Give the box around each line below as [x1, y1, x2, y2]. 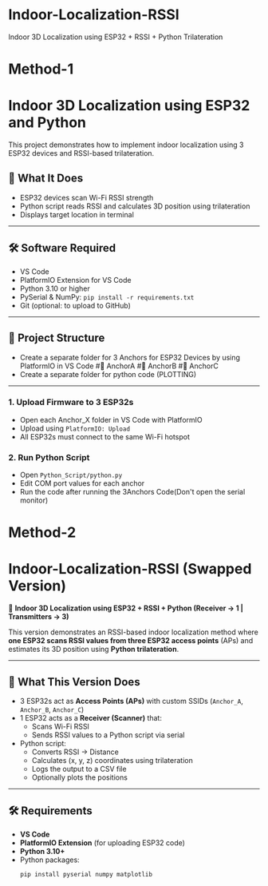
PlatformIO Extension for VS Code [19, 275, 132, 284]
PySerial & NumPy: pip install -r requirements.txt [19, 292, 195, 301]
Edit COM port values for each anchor [19, 479, 145, 488]
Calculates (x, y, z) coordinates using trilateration [31, 756, 193, 765]
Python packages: [19, 855, 80, 864]
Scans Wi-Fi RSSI [31, 721, 90, 732]
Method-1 [8, 60, 74, 78]
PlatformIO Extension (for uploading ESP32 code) [19, 837, 186, 848]
